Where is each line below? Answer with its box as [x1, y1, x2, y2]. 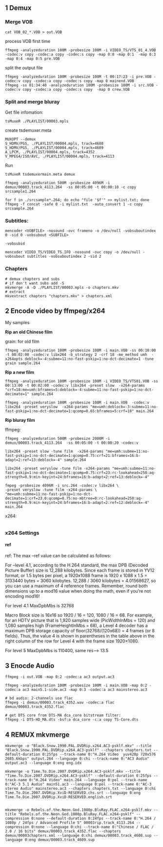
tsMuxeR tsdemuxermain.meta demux [5, 172, 76, 177]
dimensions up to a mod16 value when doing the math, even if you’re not [5, 588, 151, 594]
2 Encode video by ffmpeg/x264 [5, 307, 105, 315]
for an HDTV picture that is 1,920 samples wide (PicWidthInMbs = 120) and [5, 617, 155, 623]
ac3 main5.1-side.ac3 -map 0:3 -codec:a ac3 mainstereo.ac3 [22, 687, 147, 692]
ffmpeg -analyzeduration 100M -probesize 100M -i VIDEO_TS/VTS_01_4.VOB [5, 47, 156, 53]
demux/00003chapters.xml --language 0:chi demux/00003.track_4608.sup [5, 833, 152, 838]
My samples [5, 320, 30, 326]
